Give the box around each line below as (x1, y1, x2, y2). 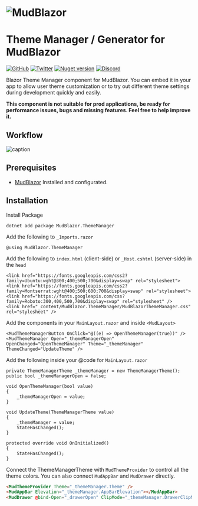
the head (6, 261, 27, 268)
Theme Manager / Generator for (6, 33, 165, 47)
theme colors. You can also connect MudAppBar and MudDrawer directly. (6, 472, 175, 479)
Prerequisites (6, 163, 57, 173)
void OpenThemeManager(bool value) (6, 383, 94, 389)
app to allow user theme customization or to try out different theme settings (6, 83, 190, 90)
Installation (6, 195, 48, 206)
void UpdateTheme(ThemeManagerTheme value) (6, 409, 115, 415)
